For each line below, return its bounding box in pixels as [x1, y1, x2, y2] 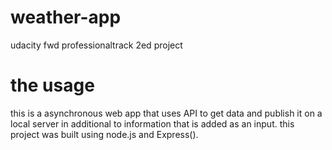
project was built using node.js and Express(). [10, 128, 199, 140]
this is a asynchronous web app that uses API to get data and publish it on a [10, 107, 323, 119]
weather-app [10, 6, 122, 29]
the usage [10, 74, 95, 97]
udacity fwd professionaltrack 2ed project [10, 39, 183, 51]
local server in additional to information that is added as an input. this [10, 117, 295, 130]
